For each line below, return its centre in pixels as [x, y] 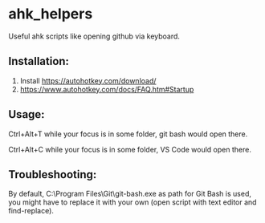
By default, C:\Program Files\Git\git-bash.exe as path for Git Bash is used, [130, 194]
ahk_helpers [51, 14]
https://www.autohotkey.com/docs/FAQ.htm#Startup [107, 89]
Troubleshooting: [53, 174]
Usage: [27, 114]
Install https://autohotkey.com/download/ [88, 80]
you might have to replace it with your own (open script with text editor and [132, 202]
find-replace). [31, 211]
